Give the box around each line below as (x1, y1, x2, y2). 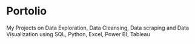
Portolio (6, 4, 47, 18)
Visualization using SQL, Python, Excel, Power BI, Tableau (6, 30, 150, 37)
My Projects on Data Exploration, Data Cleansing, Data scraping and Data (6, 24, 190, 31)
